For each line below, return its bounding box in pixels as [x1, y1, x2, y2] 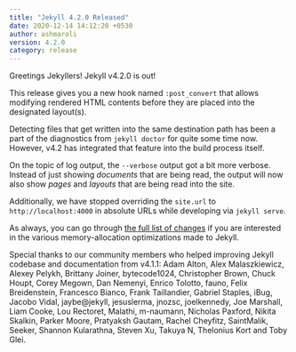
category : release [9, 46, 77, 55]
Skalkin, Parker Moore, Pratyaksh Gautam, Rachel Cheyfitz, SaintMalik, [9, 316, 269, 326]
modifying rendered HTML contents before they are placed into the [9, 97, 255, 108]
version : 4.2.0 [9, 37, 66, 47]
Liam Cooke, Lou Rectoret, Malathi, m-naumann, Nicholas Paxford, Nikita [9, 306, 276, 316]
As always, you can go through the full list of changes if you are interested [9, 223, 282, 234]
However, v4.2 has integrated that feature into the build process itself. [9, 143, 265, 154]
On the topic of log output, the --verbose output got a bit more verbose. [9, 160, 271, 171]
